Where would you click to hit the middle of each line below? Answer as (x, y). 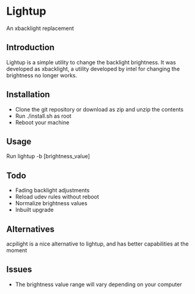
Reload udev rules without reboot (57, 197)
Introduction (31, 47)
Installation (28, 95)
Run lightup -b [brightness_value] (48, 156)
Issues (19, 270)
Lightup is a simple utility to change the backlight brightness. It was (91, 62)
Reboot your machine (42, 122)
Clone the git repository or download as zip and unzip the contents (99, 109)
